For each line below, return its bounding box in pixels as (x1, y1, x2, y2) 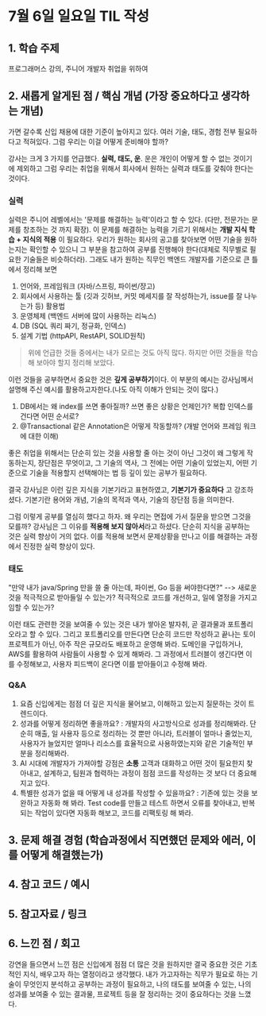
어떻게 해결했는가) (20, 848, 104, 862)
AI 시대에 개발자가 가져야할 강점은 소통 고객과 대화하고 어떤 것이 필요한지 (19, 758, 245, 767)
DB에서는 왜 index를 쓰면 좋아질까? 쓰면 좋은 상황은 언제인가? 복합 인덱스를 (19, 402, 254, 411)
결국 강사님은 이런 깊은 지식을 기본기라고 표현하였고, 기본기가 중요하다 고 (8, 485, 233, 495)
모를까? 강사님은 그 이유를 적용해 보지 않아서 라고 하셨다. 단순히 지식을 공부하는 (8, 522, 251, 531)
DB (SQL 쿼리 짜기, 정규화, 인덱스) (19, 321, 127, 330)
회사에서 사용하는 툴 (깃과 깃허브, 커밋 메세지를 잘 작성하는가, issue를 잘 (19, 292, 243, 301)
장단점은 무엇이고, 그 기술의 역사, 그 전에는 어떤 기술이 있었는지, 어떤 (37, 458, 249, 468)
